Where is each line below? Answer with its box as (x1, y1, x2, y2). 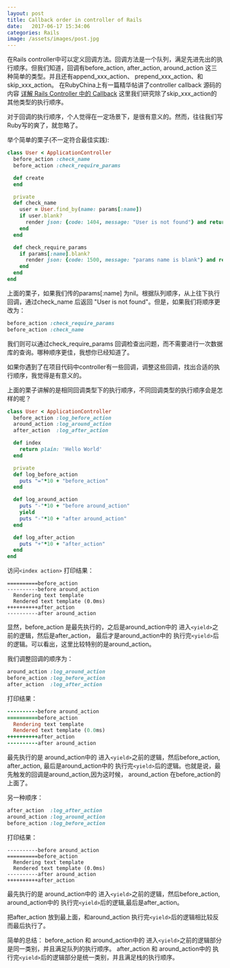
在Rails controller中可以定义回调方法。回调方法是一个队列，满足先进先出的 (7, 56, 217, 64)
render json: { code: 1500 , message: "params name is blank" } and (25, 256, 216, 264)
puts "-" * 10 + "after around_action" (19, 515, 127, 522)
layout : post (7, 10, 44, 17)
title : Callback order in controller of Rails (7, 16, 142, 23)
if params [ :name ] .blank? (19, 250, 90, 257)
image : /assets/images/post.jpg (7, 36, 99, 43)
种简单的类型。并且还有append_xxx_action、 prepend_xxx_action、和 (7, 73, 203, 81)
